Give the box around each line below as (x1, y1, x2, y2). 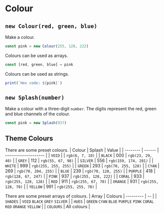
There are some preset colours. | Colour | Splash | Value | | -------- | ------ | (5, 147, 159, 153)
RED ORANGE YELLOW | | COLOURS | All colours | (5, 204, 91, 210)
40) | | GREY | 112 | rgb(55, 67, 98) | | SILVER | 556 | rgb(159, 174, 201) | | (5, 158, 154, 163)
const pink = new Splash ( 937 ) (5, 121, 67, 126)
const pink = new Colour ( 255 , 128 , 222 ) (5, 44, 89, 49)
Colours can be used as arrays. (5, 53, 69, 58)
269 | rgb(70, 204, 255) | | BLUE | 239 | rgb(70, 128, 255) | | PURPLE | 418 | (5, 168, 156, 174)
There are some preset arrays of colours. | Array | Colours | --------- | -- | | (5, 193, 157, 199)
